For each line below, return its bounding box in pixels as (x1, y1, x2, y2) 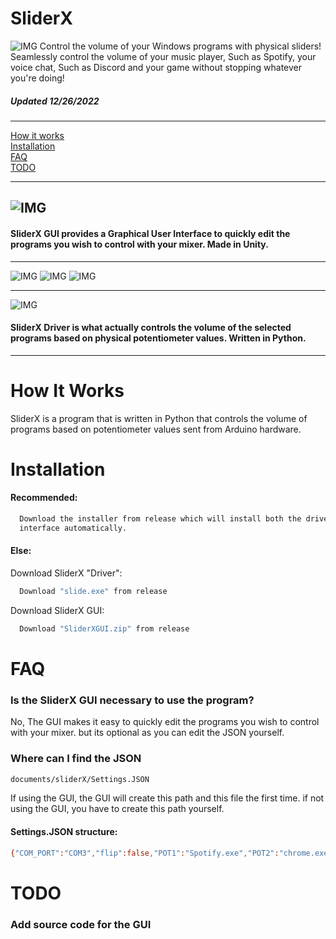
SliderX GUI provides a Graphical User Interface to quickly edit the (10, 227, 291, 239)
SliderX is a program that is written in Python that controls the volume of (10, 412, 308, 424)
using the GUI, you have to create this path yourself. (10, 803, 225, 815)
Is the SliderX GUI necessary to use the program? (10, 693, 255, 707)
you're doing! (10, 72, 65, 84)
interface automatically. (19, 523, 128, 533)
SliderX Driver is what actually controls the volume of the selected (10, 322, 292, 334)
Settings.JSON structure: (10, 825, 118, 837)
